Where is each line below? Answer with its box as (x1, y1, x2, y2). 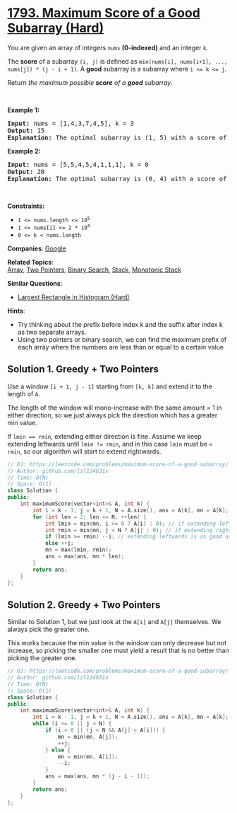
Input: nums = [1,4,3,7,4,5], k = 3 (7, 119, 134, 127)
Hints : (7, 306, 25, 315)
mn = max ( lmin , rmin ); (44, 546, 112, 553)
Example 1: (7, 105, 40, 114)
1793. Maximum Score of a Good (7, 5, 201, 21)
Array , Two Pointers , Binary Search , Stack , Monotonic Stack (7, 265, 182, 274)
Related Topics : (7, 258, 54, 266)
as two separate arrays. (17, 328, 87, 336)
